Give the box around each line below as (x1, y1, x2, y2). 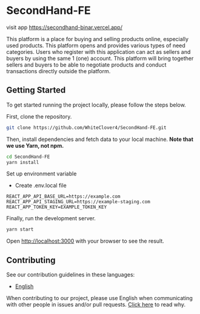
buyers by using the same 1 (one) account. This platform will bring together (6, 54, 194, 62)
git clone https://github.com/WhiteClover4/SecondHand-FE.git (6, 125, 167, 131)
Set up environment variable (6, 170, 77, 177)
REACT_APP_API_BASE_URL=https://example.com (6, 194, 121, 200)
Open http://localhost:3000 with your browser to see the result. (6, 237, 165, 245)
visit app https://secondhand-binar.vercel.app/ (6, 24, 123, 31)
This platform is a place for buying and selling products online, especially (6, 35, 189, 42)
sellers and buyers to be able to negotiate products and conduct (6, 61, 167, 68)
